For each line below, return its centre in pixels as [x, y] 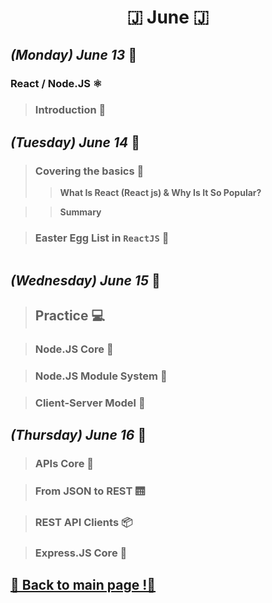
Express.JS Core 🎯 [81, 553]
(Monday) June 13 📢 [74, 54]
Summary [80, 212]
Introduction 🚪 [70, 110]
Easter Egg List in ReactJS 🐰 [102, 238]
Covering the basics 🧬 [89, 171]
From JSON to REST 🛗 [90, 491]
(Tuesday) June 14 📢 [75, 142]
